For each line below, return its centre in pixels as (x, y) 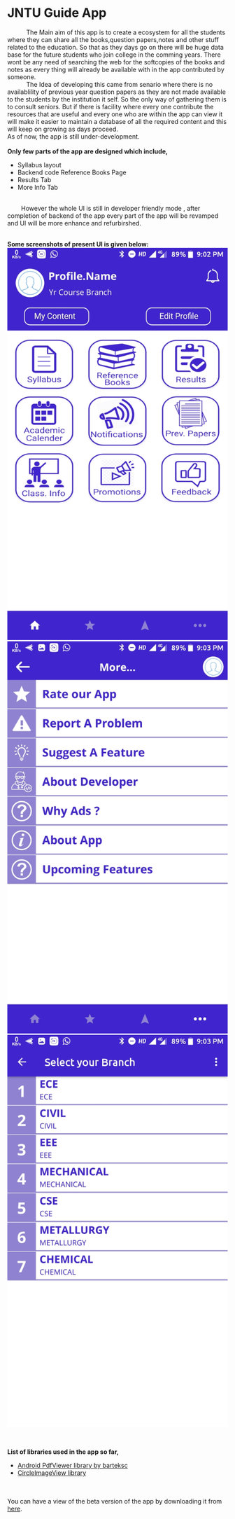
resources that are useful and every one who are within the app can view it (115, 114)
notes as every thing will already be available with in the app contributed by (116, 69)
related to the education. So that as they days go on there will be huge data (115, 47)
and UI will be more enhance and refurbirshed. (74, 223)
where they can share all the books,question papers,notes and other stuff (113, 39)
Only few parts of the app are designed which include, (87, 151)
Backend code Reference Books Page (72, 172)
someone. (22, 77)
